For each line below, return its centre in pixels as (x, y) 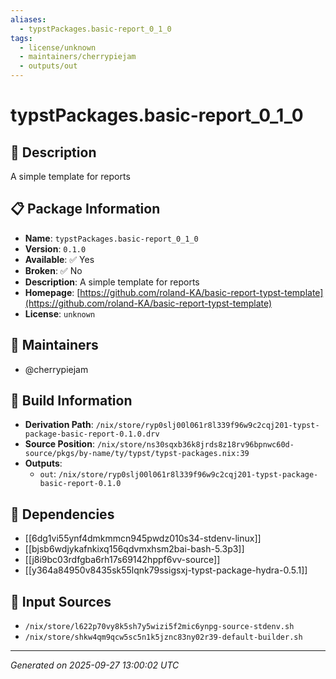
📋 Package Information (85, 209)
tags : (21, 38)
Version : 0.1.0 (55, 248)
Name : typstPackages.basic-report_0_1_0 (111, 238)
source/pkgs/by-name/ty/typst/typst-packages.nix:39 (137, 454)
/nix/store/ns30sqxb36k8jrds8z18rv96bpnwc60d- (195, 445)
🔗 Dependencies (62, 514)
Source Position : (59, 444)
